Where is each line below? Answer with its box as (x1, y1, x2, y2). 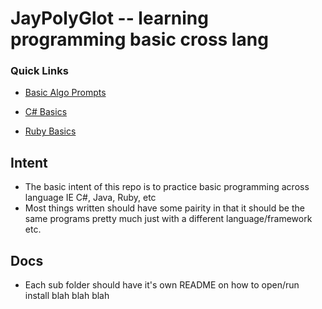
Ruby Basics (24, 125, 77, 137)
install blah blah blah (24, 290, 110, 302)
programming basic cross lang (10, 28, 269, 51)
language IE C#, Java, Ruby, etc (24, 192, 157, 204)
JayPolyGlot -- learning (10, 7, 209, 30)
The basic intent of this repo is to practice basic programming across (24, 181, 310, 193)
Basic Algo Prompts (24, 87, 107, 99)
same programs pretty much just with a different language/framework (24, 213, 313, 225)
